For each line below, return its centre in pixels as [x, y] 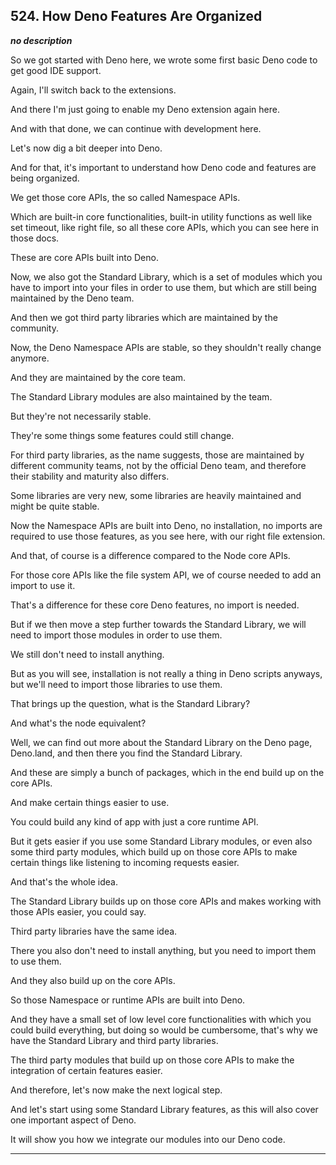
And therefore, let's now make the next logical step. [116, 1090]
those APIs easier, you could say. [78, 911]
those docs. [35, 238]
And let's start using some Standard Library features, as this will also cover [164, 1109]
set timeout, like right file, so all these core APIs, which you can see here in [164, 227]
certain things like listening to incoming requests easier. [125, 862]
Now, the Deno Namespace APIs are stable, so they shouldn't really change [166, 347]
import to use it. [43, 585]
